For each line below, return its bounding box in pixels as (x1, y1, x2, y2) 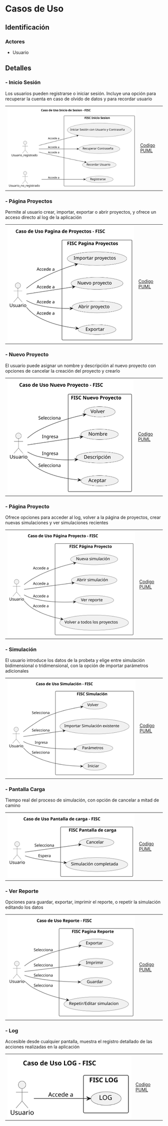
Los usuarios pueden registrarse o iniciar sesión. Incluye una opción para (5, 90, 156, 96)
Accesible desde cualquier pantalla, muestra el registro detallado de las (5, 1038, 152, 1044)
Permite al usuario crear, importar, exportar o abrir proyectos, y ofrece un (5, 209, 156, 215)
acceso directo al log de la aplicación (5, 214, 82, 220)
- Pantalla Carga (5, 785, 45, 792)
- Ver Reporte (5, 887, 39, 894)
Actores (5, 38, 25, 45)
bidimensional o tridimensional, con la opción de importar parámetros (5, 663, 148, 669)
